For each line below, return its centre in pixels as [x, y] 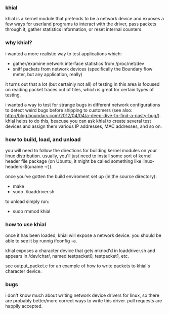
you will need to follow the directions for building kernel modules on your [81, 150]
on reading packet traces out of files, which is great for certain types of [80, 89]
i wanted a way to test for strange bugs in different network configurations [83, 104]
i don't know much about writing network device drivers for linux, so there [82, 295]
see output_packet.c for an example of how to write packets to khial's [78, 266]
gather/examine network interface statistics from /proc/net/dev [78, 63]
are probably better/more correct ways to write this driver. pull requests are [84, 301]
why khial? [19, 43]
